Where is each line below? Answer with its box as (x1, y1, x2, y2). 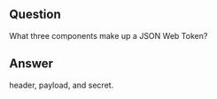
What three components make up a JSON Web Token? (9, 30, 208, 41)
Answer (9, 57, 54, 72)
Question (9, 7, 61, 22)
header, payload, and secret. (9, 80, 114, 90)
